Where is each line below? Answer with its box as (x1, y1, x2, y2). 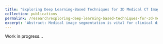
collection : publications (5, 11, 57, 16)
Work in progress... (5, 33, 43, 39)
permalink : (5, 16, 27, 21)
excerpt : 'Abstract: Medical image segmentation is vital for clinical (5, 20, 153, 25)
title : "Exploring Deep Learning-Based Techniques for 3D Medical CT (5, 7, 149, 12)
